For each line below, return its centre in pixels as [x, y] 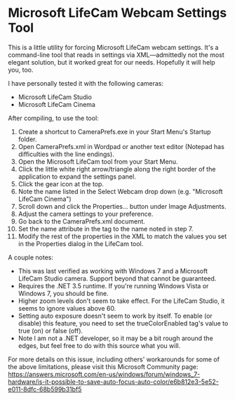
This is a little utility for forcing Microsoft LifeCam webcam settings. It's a [113, 47]
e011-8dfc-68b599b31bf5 [45, 389]
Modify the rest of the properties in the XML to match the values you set [122, 236]
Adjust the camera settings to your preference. [86, 214]
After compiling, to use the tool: [53, 118]
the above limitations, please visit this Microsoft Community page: [103, 366]
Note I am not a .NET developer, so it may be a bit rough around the [115, 338]
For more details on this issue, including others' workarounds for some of [114, 359]
